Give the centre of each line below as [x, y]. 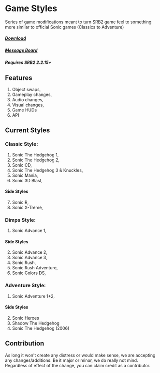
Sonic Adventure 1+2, [33, 296]
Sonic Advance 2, [29, 252]
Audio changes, [28, 100]
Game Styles [31, 8]
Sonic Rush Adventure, [35, 268]
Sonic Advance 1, [29, 231]
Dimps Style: [21, 220]
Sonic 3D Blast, [27, 180]
